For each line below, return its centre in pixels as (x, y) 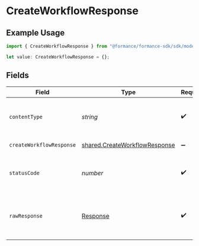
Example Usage (36, 33)
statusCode (24, 173)
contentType (26, 117)
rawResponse (26, 216)
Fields (18, 75)
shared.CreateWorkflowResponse (129, 145)
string (90, 116)
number (93, 173)
